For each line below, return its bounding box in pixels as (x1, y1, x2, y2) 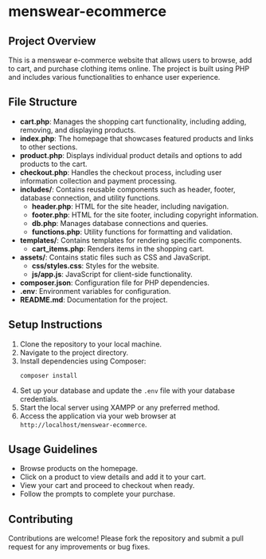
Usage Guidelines (8, 442, 98, 457)
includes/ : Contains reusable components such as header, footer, (19, 184, 236, 194)
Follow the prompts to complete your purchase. (19, 490, 175, 499)
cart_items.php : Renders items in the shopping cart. (31, 244, 205, 253)
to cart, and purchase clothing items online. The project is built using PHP (8, 64, 249, 73)
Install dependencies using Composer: (19, 356, 147, 366)
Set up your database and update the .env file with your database (19, 386, 235, 395)
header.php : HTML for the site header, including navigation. (31, 201, 229, 211)
